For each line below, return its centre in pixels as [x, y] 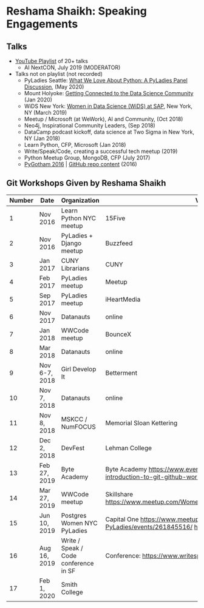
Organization [80, 200]
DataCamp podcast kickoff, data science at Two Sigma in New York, [109, 132]
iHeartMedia [123, 299]
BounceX [118, 334]
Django [71, 243]
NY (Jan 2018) [42, 138]
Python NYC [78, 218]
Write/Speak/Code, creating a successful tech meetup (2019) [101, 151]
